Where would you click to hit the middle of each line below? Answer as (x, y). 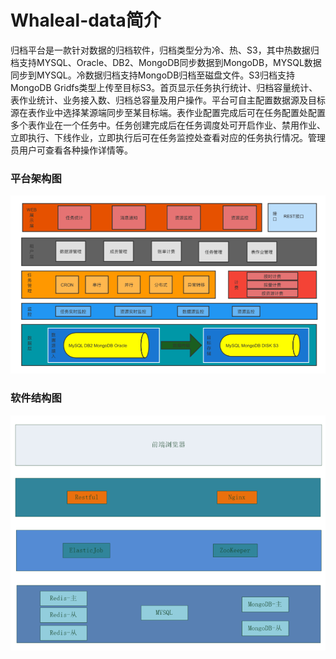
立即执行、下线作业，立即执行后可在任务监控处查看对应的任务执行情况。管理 (168, 137)
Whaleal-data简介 (86, 20)
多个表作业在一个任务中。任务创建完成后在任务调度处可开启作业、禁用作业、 (168, 125)
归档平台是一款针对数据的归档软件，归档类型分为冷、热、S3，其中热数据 (160, 50)
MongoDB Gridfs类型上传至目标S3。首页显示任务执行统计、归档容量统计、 (164, 87)
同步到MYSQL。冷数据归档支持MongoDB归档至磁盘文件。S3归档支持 (152, 75)
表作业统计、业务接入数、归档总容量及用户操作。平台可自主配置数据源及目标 (168, 100)
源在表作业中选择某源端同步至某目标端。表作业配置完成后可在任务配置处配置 (168, 112)
